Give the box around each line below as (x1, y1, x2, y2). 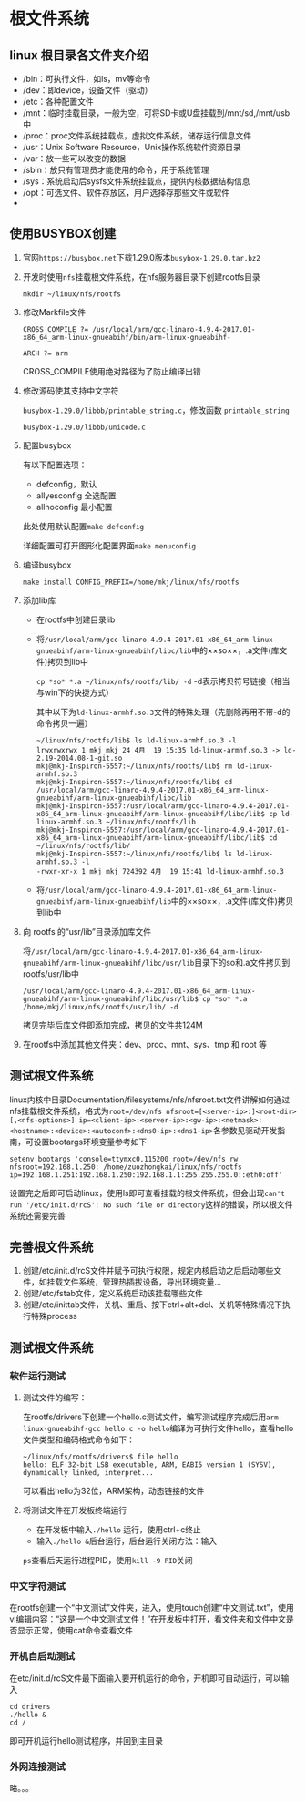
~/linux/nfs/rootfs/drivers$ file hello (22, 1452, 178, 1462)
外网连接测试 (9, 1760, 66, 1773)
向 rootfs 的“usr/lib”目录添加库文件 (22, 926, 152, 937)
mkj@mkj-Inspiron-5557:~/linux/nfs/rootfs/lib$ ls (36, 849, 233, 858)
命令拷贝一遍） (36, 717, 93, 729)
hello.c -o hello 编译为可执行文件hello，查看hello (104, 1423, 294, 1434)
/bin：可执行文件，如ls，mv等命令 (22, 74, 151, 84)
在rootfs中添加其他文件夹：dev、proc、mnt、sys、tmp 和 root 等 (22, 1039, 267, 1049)
